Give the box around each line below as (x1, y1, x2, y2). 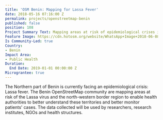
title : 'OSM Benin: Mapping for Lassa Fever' (5, 7, 98, 12)
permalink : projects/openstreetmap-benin (5, 16, 90, 21)
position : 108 (5, 25, 34, 30)
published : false (5, 20, 40, 26)
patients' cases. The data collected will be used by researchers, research (5, 104, 152, 110)
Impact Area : (5, 52, 32, 57)
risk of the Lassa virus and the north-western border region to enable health (5, 94, 157, 100)
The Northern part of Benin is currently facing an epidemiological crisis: (5, 84, 148, 89)
